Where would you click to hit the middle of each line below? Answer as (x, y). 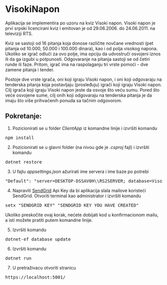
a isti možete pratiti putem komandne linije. (49, 220)
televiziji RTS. (19, 33)
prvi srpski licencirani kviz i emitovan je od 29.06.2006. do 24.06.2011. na (80, 28)
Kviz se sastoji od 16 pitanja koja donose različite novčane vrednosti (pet (79, 43)
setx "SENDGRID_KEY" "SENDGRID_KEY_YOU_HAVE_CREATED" (72, 205)
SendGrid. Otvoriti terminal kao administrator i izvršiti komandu (77, 196)
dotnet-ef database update (38, 239)
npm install (20, 138)
